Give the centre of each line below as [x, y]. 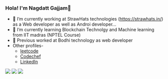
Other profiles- [28, 46]
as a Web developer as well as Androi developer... [64, 24]
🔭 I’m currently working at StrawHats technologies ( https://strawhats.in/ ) [88, 19]
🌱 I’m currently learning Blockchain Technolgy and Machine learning [83, 30]
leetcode [29, 51]
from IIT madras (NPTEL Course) [46, 35]
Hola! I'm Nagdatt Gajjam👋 [38, 8]
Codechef [31, 56]
